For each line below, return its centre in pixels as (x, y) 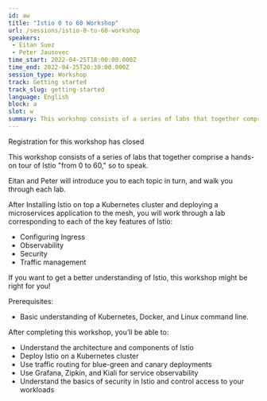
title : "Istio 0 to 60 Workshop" (64, 23)
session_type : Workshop (48, 75)
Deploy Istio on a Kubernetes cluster (79, 356)
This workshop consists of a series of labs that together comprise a (119, 156)
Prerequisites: (31, 301)
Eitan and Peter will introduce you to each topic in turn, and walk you (120, 180)
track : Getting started (48, 82)
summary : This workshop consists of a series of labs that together (124, 119)
